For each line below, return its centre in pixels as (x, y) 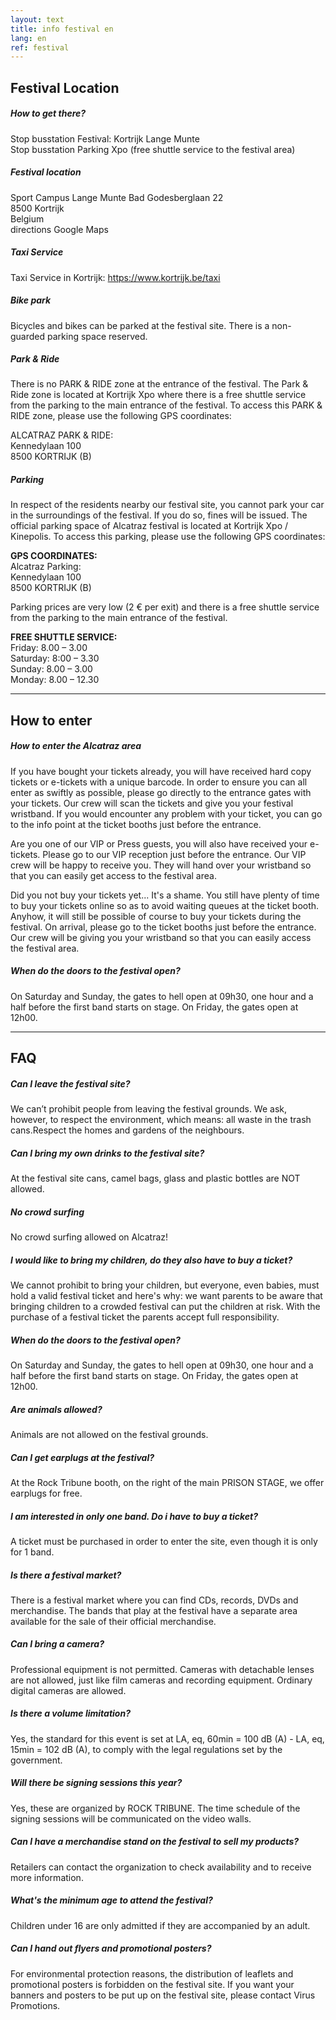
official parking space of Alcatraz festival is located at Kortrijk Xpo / (149, 526)
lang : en (28, 38)
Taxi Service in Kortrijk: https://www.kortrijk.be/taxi (115, 277)
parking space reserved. (97, 336)
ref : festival (40, 47)
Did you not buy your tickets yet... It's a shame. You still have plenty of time (165, 895)
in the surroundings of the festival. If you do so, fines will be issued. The (159, 515)
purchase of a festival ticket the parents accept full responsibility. (145, 1317)
